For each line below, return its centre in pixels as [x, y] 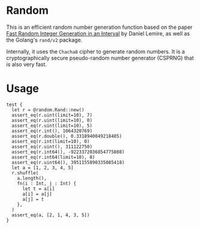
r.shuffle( [25, 173]
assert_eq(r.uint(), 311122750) [52, 147]
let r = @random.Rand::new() [48, 110]
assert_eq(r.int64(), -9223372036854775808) [68, 152]
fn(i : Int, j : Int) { [47, 183]
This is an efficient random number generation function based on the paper [99, 27]
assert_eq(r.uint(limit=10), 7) [52, 115]
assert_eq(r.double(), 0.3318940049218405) [67, 136]
